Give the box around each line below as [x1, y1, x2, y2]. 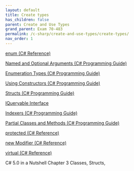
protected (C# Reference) [5, 129, 60, 136]
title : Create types [5, 12, 50, 17]
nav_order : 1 [5, 36, 33, 42]
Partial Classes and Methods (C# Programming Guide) [5, 120, 120, 126]
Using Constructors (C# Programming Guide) [5, 80, 101, 86]
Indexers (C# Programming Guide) [5, 110, 78, 116]
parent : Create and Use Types [5, 22, 70, 27]
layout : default [5, 7, 40, 13]
